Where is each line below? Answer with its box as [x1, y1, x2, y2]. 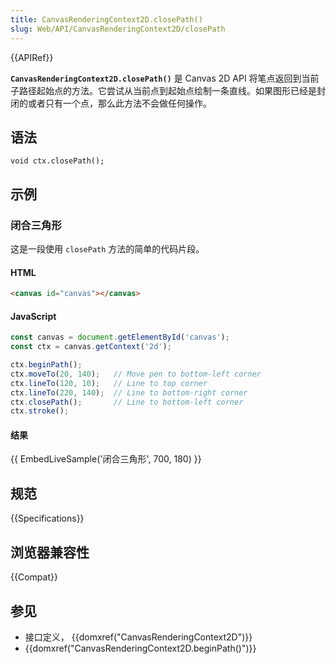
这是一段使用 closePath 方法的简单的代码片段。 [10, 243, 205, 255]
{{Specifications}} [10, 512, 85, 525]
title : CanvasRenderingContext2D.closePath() [10, 14, 203, 25]
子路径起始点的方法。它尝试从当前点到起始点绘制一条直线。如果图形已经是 [10, 84, 317, 96]
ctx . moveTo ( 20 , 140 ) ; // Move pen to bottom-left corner [10, 369, 262, 379]
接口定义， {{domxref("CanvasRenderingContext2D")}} [24, 631, 253, 643]
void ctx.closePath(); [10, 156, 105, 166]
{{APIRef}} [10, 51, 54, 63]
